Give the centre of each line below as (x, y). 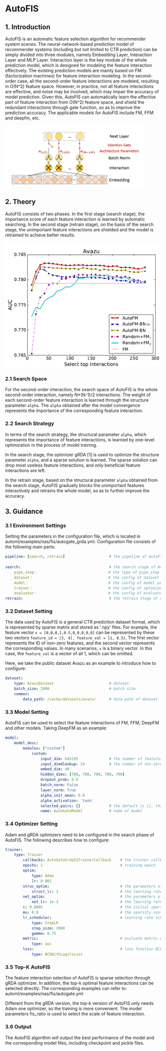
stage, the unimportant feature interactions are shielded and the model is (79, 229)
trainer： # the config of (78, 588)
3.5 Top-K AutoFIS (28, 967)
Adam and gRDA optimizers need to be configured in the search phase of (80, 835)
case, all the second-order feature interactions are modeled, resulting (88, 81)
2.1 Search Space (26, 379)
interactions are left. (25, 470)
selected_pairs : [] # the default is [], (97, 806)
